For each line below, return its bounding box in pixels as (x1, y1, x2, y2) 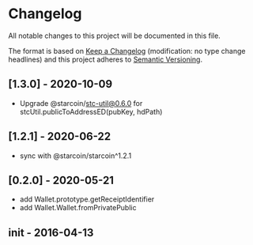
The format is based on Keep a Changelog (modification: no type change (8, 46, 246, 55)
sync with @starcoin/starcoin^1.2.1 (19, 151, 132, 160)
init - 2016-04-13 (8, 226, 94, 239)
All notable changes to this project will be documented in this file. (8, 31, 221, 40)
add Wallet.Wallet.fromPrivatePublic (19, 203, 137, 213)
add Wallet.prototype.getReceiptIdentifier (19, 194, 155, 204)
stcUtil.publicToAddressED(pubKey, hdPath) (19, 107, 163, 116)
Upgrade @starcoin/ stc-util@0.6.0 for (19, 98, 143, 107)
